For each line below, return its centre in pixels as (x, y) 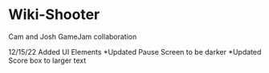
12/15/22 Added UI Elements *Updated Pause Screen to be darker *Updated (135, 52)
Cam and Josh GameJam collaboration (73, 36)
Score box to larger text (47, 60)
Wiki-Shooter (54, 15)
